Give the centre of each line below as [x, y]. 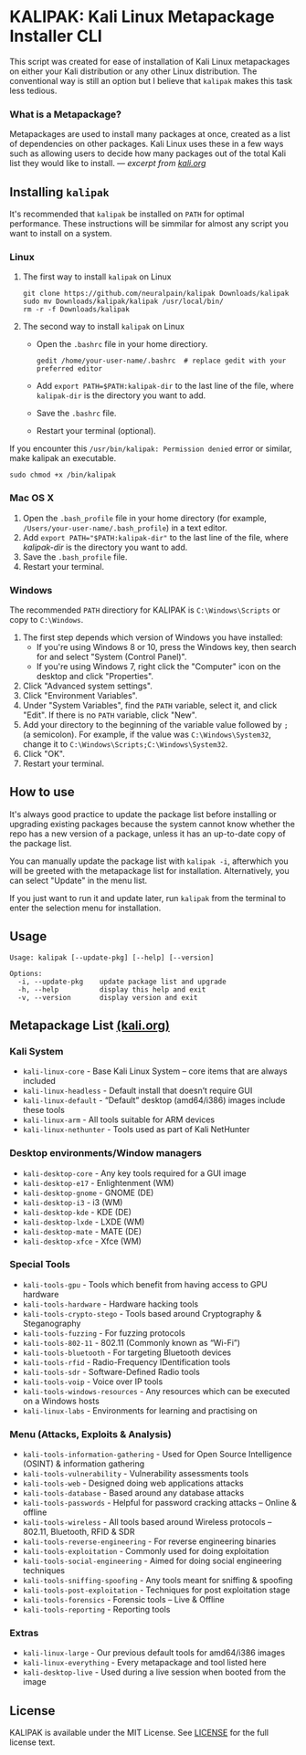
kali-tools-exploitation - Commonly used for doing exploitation [146, 1551]
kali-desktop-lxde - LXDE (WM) [84, 1222]
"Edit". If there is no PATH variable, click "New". [110, 715]
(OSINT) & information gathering [84, 1464]
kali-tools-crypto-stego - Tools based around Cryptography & [142, 1313]
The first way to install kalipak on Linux [97, 277]
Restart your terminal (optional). [96, 431]
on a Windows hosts [61, 1401]
